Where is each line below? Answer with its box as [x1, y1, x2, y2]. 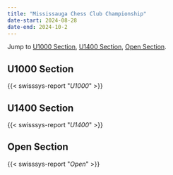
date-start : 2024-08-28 [7, 17, 78, 24]
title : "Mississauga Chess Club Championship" [7, 10, 147, 18]
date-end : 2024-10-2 [7, 23, 68, 30]
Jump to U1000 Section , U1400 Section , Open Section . [7, 43, 167, 51]
